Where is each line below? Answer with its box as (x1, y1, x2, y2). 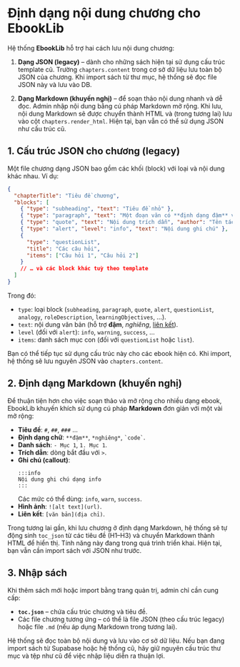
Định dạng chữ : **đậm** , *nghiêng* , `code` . (17, 433, 146, 442)
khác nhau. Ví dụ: (7, 171, 59, 180)
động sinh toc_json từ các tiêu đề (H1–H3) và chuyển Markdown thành (7, 531, 215, 539)
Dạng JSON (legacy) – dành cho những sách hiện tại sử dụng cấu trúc (17, 57, 226, 66)
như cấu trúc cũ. (17, 124, 66, 133)
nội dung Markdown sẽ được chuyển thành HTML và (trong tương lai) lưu (17, 109, 232, 118)
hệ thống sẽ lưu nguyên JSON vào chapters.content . (7, 357, 164, 365)
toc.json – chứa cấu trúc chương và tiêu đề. (17, 607, 148, 616)
